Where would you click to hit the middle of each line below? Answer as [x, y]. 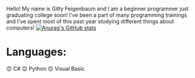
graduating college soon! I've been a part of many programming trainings [97, 15]
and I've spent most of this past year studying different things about [90, 21]
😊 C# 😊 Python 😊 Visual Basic [46, 68]
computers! [20, 28]
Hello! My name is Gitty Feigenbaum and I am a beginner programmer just [97, 9]
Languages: [37, 52]
